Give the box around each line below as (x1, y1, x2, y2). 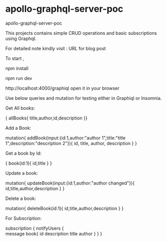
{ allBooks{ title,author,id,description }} (5, 115, 88, 121)
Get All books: (5, 105, 35, 111)
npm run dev (5, 75, 32, 81)
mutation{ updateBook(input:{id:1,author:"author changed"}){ (5, 180, 135, 186)
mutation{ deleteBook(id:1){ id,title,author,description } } (5, 205, 124, 211)
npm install (5, 65, 29, 71)
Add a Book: (5, 125, 32, 131)
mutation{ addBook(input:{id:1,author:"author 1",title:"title (5, 134, 126, 141)
